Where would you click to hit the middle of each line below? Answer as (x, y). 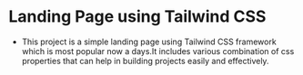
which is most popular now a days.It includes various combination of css (158, 51)
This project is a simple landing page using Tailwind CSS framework (149, 42)
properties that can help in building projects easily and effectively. (145, 61)
